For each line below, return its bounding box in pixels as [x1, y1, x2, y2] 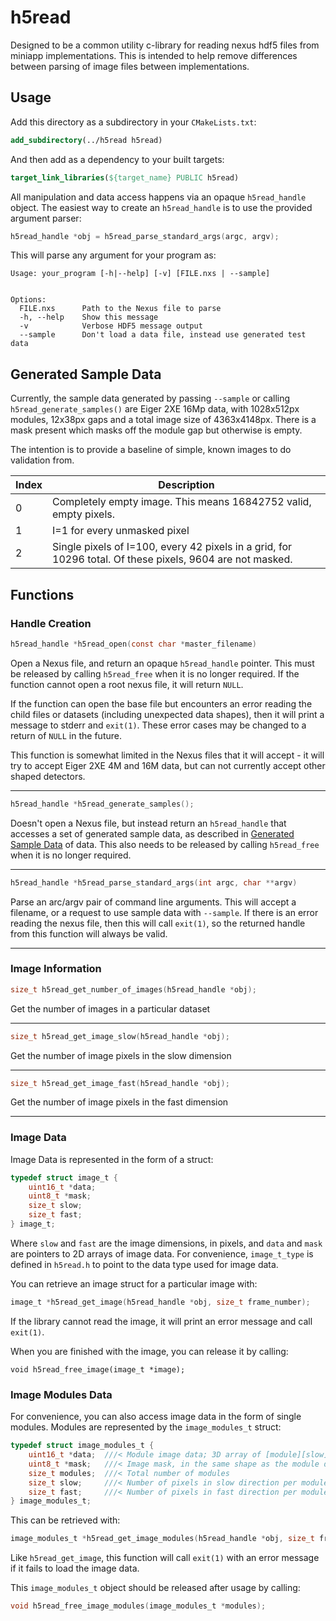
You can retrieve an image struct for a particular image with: [10, 1277, 258, 1290]
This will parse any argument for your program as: [10, 249, 217, 261]
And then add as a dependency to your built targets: [10, 153, 225, 165]
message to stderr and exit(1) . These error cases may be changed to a [10, 719, 307, 731]
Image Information [10, 962, 102, 976]
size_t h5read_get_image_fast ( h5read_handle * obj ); [10, 1078, 230, 1088]
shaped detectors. [10, 770, 86, 782]
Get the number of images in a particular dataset [10, 1002, 211, 1015]
